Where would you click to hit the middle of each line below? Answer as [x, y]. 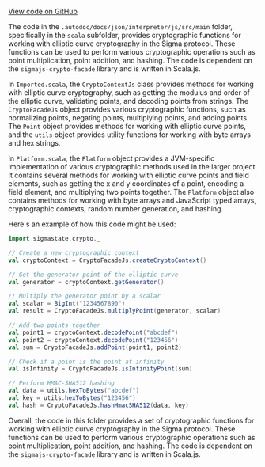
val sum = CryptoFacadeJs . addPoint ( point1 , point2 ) [95, 347]
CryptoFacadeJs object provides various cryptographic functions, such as [127, 109]
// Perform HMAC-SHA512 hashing [61, 383]
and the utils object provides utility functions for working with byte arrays [130, 135]
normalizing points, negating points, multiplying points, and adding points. [129, 118]
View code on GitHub [43, 11]
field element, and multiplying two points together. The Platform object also [131, 192]
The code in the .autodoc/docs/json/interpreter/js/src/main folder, [121, 27]
